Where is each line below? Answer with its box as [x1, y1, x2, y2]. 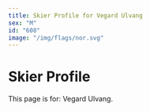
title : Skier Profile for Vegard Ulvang [8, 11, 144, 20]
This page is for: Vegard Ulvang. [8, 94, 113, 104]
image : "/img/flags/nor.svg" [8, 33, 104, 42]
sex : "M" [8, 19, 37, 27]
